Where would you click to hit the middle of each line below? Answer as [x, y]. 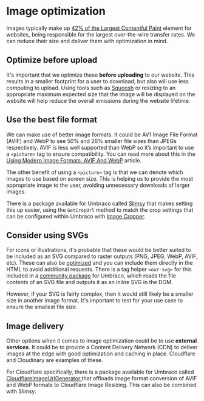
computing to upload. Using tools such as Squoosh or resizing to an [91, 88]
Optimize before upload [52, 60]
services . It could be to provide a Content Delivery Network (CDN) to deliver [102, 347]
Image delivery [35, 326]
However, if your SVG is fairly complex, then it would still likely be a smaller [100, 294]
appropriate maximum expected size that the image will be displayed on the [101, 94]
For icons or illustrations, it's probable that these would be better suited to [99, 250]
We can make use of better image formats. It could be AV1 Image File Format [102, 134]
